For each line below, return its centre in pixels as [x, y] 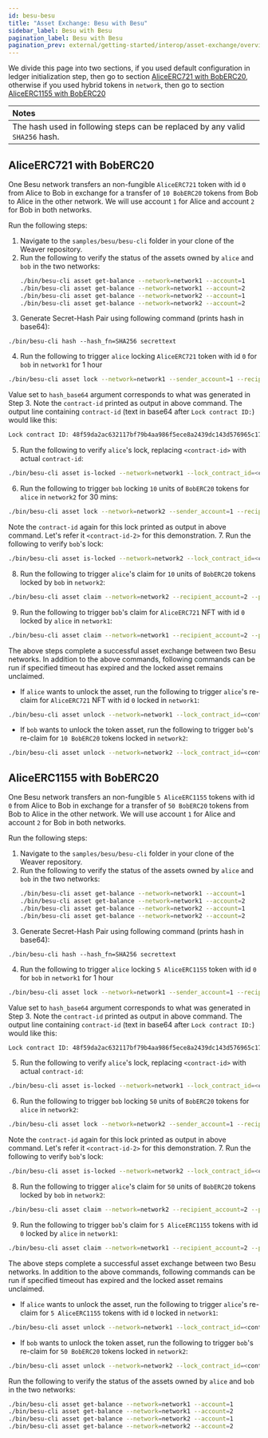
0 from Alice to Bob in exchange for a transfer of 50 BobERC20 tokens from [128, 806]
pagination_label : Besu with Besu [66, 38]
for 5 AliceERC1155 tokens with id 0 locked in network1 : [129, 1313]
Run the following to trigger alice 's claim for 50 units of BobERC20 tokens [138, 1186]
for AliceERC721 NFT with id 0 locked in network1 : [119, 700]
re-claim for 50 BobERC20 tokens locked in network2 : [104, 1351]
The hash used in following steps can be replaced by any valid [129, 127]
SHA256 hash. [36, 137]
